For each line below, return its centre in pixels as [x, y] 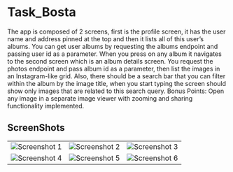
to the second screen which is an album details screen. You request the [110, 61]
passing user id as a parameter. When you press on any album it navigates [114, 54]
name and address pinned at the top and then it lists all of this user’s [106, 38]
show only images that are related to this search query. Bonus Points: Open [116, 91]
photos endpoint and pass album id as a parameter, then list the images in [114, 69]
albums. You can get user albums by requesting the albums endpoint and [113, 46]
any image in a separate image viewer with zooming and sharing [100, 98]
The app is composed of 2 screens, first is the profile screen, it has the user [116, 31]
